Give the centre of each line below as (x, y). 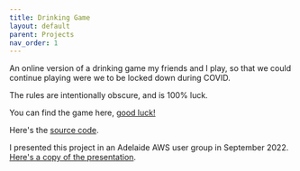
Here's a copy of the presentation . (73, 157)
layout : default (40, 26)
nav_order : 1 (34, 43)
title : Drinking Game (50, 18)
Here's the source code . (54, 130)
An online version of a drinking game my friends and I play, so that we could (150, 68)
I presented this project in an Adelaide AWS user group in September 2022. (149, 148)
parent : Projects (42, 34)
